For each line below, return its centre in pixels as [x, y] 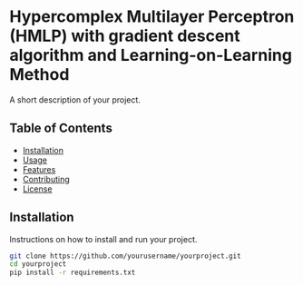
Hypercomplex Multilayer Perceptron [152, 17]
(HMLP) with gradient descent [125, 36]
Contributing [46, 179]
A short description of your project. [75, 99]
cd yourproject [38, 264]
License [37, 189]
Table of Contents [61, 128]
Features [39, 169]
